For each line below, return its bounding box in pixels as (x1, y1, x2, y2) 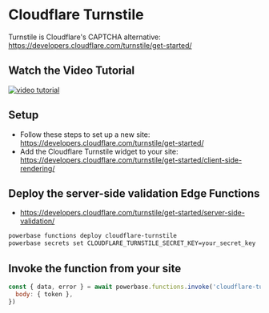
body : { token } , (15, 290, 74, 298)
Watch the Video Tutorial (8, 64, 135, 78)
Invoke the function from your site (8, 262, 182, 275)
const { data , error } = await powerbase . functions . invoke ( (8, 283, 214, 291)
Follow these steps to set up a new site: (19, 130, 151, 139)
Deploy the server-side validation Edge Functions (8, 187, 260, 200)
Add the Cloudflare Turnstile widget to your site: (19, 146, 179, 156)
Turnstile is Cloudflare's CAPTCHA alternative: (8, 32, 162, 42)
